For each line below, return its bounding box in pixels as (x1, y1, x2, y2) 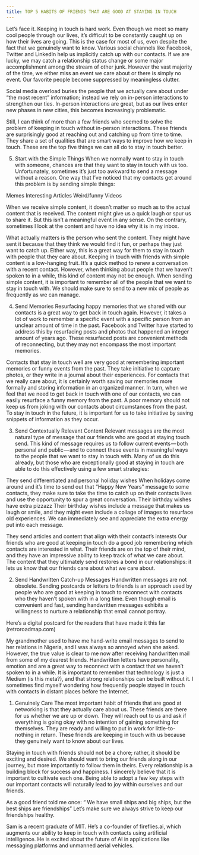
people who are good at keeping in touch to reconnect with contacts (14, 588, 182, 595)
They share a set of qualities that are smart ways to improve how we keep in (6, 137, 192, 144)
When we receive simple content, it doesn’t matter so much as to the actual (6, 203, 191, 211)
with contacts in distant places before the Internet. (6, 687, 129, 695)
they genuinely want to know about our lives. (14, 737, 125, 745)
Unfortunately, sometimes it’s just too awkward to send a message (14, 168, 178, 175)
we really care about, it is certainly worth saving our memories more (6, 377, 173, 385)
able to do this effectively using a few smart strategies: (14, 465, 150, 472)
